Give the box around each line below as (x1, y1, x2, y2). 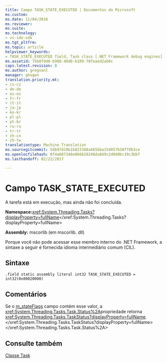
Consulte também (5, 339, 63, 347)
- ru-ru (5, 124, 22, 129)
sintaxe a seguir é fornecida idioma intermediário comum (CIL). (5, 244, 135, 250)
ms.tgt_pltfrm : (5, 40, 37, 45)
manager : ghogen (5, 73, 39, 78)
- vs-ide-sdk (5, 36, 33, 41)
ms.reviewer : (5, 21, 33, 27)
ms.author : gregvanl (5, 68, 49, 73)
